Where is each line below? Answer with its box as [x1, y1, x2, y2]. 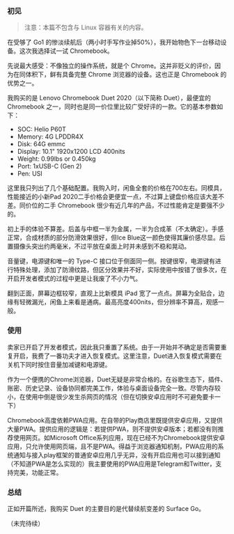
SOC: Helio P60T [17, 125, 66, 134]
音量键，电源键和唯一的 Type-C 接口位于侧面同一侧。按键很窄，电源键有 [7, 257, 216, 265]
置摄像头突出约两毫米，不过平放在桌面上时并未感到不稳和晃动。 [7, 242, 190, 251]
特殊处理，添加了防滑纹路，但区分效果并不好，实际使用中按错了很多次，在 [13, 266, 227, 274]
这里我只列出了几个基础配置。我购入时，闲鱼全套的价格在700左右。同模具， [7, 184, 226, 192]
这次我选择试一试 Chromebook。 [19, 47, 114, 55]
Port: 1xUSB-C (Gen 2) [17, 162, 82, 171]
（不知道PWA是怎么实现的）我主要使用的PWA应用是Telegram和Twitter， [7, 460, 216, 468]
